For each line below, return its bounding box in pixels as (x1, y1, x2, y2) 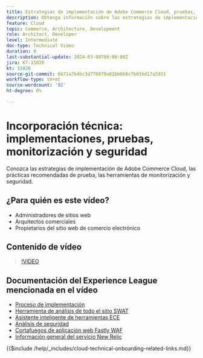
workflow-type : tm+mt (6, 76, 61, 82)
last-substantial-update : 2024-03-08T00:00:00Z (6, 54, 129, 60)
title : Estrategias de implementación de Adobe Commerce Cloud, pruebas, (6, 8, 196, 15)
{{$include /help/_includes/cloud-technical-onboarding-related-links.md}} (6, 345, 192, 352)
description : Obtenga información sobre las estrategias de (6, 15, 161, 21)
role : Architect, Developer (6, 31, 77, 38)
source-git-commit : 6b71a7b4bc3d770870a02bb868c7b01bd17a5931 (6, 71, 166, 77)
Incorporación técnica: (6, 119, 123, 133)
